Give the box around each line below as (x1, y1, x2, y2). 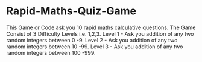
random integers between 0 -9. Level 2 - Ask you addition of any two (6, 36, 178, 44)
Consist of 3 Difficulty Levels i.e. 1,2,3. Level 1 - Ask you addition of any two (6, 30, 194, 37)
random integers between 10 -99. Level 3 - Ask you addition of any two (6, 43, 183, 50)
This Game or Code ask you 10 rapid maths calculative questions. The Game (6, 24, 196, 31)
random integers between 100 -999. (6, 49, 96, 56)
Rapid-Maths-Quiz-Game (6, 4, 137, 18)
